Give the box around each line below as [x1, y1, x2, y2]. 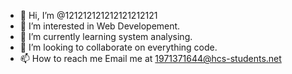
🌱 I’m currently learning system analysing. [19, 31, 193, 42]
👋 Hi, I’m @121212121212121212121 [19, 10, 158, 21]
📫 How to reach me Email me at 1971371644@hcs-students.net [19, 53, 282, 64]
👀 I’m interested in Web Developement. [19, 20, 181, 32]
